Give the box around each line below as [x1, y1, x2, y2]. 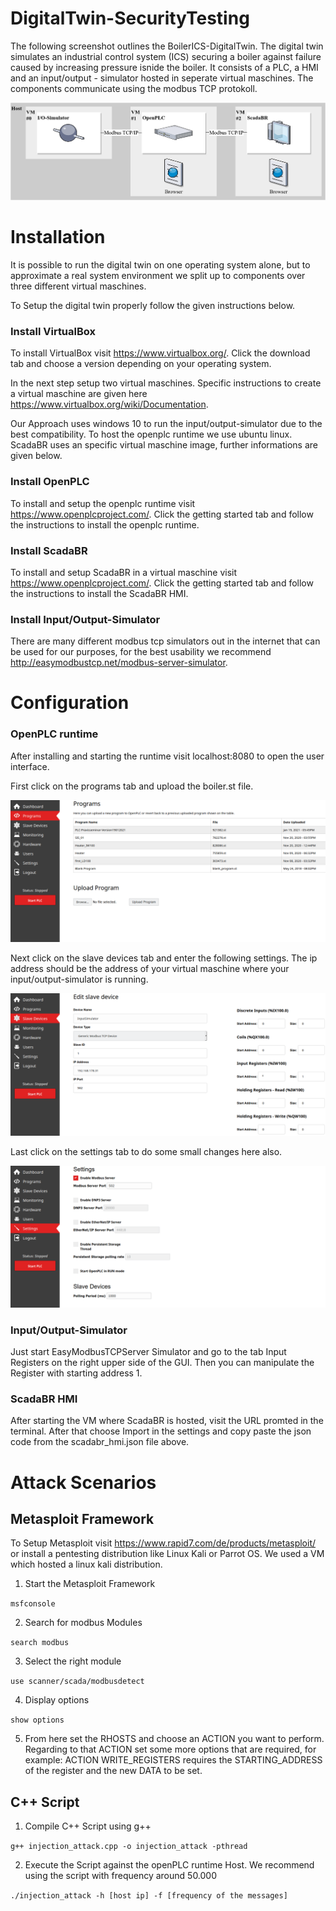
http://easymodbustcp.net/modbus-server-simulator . [10, 657, 228, 669]
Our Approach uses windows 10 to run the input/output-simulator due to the [10, 418, 323, 430]
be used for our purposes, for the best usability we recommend [10, 646, 272, 658]
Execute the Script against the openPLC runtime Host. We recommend [24, 1859, 315, 1871]
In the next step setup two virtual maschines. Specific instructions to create [10, 377, 322, 389]
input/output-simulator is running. [10, 973, 149, 986]
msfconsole [10, 1599, 56, 1609]
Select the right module [24, 1655, 122, 1667]
